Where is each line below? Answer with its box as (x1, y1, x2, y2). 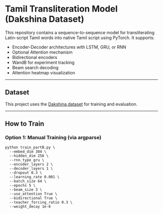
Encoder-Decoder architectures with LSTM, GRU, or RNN (12, 44, 127, 50)
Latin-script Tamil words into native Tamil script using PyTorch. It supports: (5, 35, 155, 41)
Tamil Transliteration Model (5, 3, 118, 14)
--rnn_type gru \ (9, 158, 45, 163)
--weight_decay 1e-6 (9, 204, 51, 209)
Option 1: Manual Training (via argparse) (5, 134, 102, 141)
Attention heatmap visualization (12, 70, 75, 75)
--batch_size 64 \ (9, 179, 47, 184)
